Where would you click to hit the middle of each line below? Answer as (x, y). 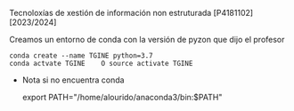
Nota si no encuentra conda (73, 80)
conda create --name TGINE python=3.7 (81, 56)
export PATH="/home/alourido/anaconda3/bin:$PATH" (122, 97)
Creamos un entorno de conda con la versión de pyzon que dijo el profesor (147, 40)
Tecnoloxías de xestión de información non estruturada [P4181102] (131, 13)
